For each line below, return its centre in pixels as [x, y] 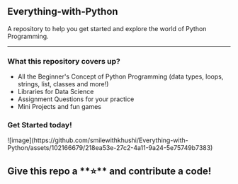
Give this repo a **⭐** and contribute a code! [109, 171]
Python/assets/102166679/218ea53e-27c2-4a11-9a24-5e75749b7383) [110, 148]
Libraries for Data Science [56, 92]
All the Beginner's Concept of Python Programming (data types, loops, [120, 76]
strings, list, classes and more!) [63, 84]
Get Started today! [40, 125]
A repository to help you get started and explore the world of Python [107, 28]
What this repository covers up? [64, 61]
